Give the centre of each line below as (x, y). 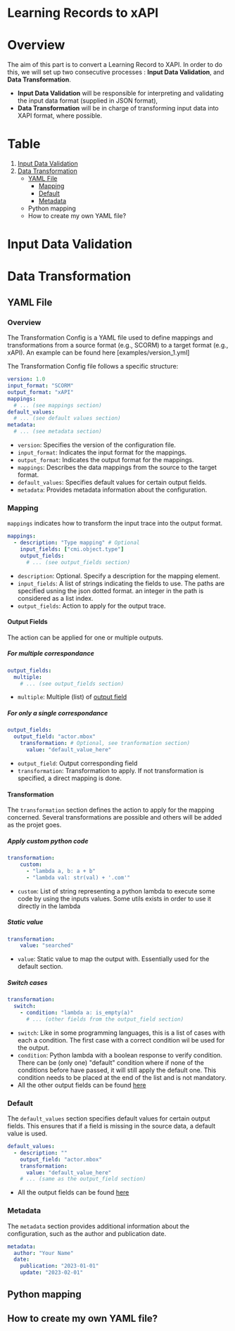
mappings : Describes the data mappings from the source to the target (117, 467)
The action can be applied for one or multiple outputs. (85, 637)
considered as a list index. (55, 598)
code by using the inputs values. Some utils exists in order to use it (114, 898)
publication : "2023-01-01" (59, 1266)
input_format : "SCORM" (40, 386)
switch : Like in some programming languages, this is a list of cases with (121, 1033)
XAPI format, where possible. (60, 116)
